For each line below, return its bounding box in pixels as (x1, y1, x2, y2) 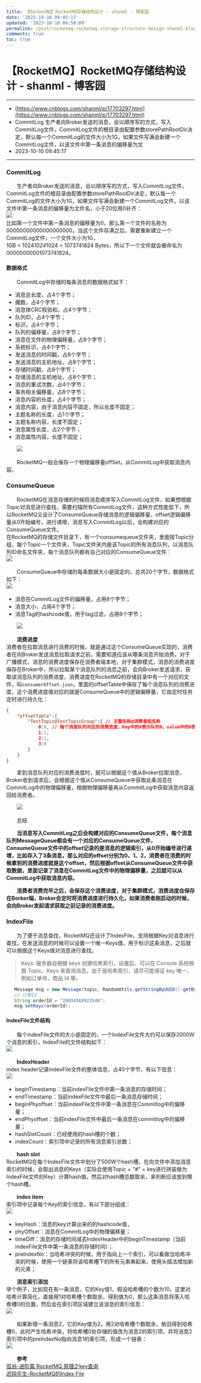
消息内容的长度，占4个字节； (14, 396, 87, 403)
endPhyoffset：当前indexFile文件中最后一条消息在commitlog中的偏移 (14, 1116, 185, 1123)
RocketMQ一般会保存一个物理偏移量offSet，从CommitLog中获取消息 (16, 459, 185, 466)
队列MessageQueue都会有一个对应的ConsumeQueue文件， (6, 837, 156, 844)
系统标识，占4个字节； (14, 343, 71, 351)
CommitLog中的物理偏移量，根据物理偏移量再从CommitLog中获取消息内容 (6, 784, 190, 791)
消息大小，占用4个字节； (14, 602, 77, 610)
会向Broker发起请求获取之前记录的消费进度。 (6, 902, 118, 909)
